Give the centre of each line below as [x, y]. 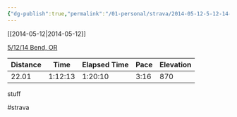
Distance [26, 64]
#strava [18, 107]
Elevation [176, 64]
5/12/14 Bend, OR [32, 47]
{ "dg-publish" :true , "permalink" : [56, 14]
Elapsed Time [105, 64]
